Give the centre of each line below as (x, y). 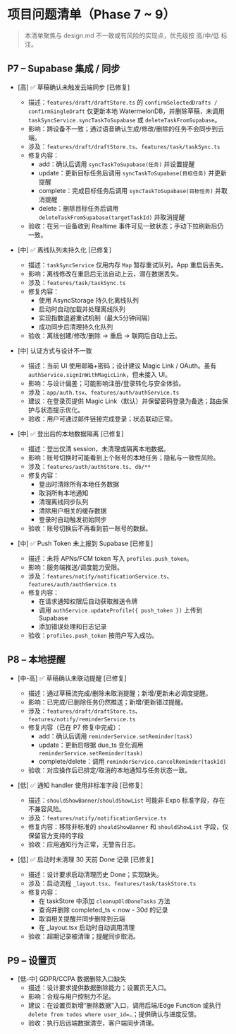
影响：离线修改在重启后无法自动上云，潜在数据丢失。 (105, 274)
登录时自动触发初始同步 (73, 519)
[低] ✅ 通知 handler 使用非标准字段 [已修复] (80, 785)
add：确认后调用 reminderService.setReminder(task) (116, 736)
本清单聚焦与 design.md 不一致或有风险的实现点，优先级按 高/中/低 (122, 35)
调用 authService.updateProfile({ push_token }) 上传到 (120, 610)
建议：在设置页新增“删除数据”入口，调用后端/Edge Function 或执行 (125, 1006)
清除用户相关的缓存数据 (73, 511)
